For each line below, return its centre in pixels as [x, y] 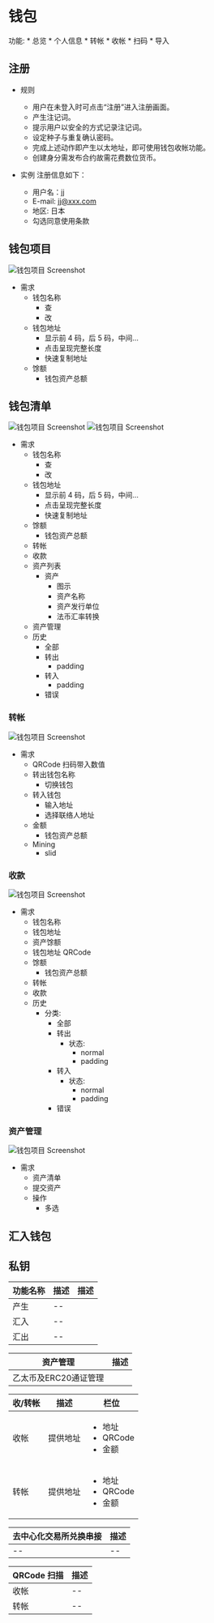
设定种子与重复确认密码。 [75, 137]
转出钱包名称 [53, 774]
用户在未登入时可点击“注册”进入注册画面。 [103, 107]
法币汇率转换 [78, 617]
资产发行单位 [78, 606]
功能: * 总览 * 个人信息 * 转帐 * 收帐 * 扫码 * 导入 [89, 41]
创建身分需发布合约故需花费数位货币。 [96, 157]
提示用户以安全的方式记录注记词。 [89, 127]
